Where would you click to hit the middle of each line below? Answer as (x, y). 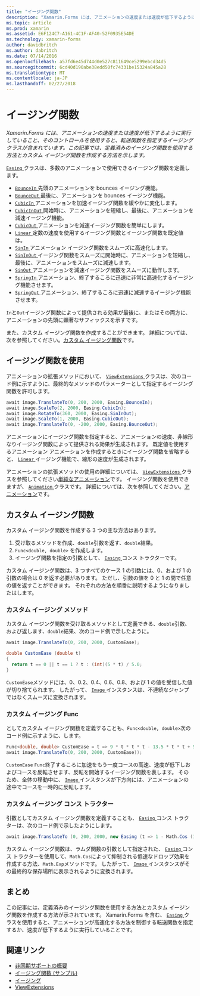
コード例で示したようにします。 (76, 825)
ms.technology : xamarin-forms (44, 39)
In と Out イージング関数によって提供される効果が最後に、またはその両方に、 (99, 312)
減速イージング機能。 (41, 218)
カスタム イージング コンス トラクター (60, 804)
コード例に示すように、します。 (45, 735)
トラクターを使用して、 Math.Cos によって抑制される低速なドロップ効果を (101, 856)
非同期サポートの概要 (41, 966)
